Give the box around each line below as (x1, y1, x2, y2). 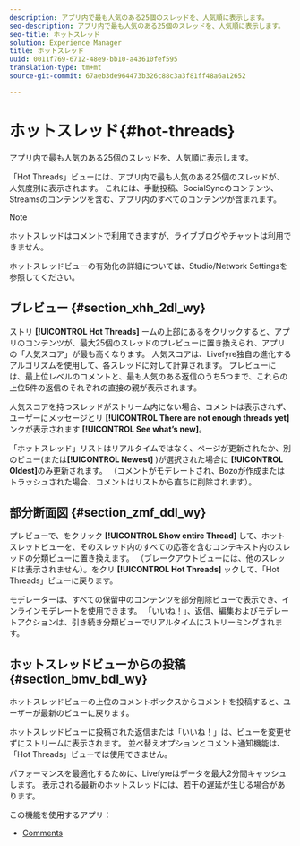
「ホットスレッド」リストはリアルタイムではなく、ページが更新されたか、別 (9, 442, 292, 453)
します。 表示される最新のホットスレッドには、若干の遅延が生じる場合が (9, 780, 278, 790)
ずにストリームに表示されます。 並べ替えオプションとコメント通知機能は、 (9, 737, 286, 749)
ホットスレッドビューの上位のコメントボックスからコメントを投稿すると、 (9, 696, 284, 707)
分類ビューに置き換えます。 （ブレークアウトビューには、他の (32, 553, 262, 563)
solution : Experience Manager (9, 38, 123, 48)
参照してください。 (9, 271, 81, 283)
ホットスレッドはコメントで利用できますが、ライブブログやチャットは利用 (9, 230, 284, 240)
